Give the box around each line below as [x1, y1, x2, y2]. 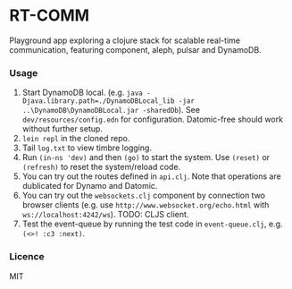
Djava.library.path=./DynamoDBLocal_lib [21, 97, 175, 106]
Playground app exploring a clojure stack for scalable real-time [9, 35, 241, 46]
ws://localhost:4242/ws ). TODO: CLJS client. [21, 209, 189, 220]
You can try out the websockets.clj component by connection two [21, 190, 266, 201]
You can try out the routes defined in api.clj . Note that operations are [21, 171, 281, 182]
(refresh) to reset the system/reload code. [21, 162, 181, 173]
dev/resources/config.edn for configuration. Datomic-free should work [21, 114, 284, 125]
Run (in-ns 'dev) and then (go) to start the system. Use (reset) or [21, 152, 271, 163]
